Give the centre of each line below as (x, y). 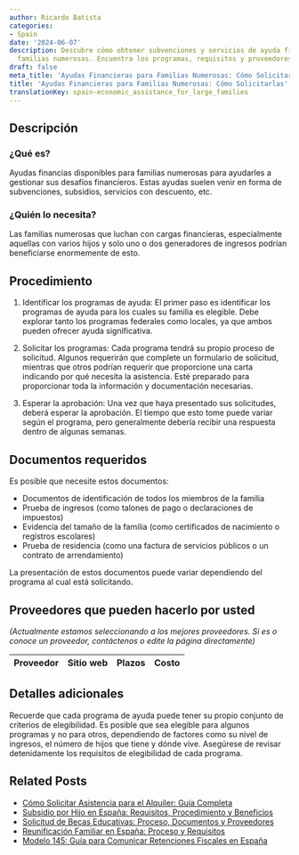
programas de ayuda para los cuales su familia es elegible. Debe (141, 312)
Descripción (44, 128)
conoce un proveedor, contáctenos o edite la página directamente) (132, 640)
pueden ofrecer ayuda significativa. (87, 331)
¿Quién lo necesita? (53, 215)
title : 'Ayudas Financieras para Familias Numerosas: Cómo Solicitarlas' (149, 84)
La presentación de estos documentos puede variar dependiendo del (136, 573)
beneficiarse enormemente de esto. (75, 253)
